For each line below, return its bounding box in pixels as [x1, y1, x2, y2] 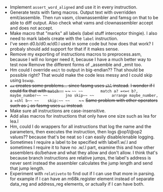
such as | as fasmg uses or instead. [9, 103, 83, 108]
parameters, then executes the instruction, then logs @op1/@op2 [9, 129, 142, 134]
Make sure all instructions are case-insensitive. [9, 108, 106, 114]
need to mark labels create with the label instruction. [9, 35, 119, 41]
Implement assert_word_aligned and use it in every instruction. [9, 4, 137, 10]
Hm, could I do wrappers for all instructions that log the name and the [9, 124, 152, 129]
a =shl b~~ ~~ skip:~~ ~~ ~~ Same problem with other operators [9, 97, 158, 103]
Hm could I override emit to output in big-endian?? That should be [9, 67, 144, 73]
